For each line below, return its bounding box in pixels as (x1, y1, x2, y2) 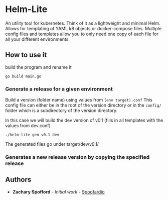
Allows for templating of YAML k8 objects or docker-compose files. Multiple (5, 25, 162, 31)
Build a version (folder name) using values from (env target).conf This (5, 97, 153, 103)
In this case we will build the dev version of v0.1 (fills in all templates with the (5, 117, 163, 124)
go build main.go (5, 74, 42, 79)
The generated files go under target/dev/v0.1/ (5, 141, 99, 147)
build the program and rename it (5, 64, 72, 70)
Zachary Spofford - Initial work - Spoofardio (12, 188, 105, 194)
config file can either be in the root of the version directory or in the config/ (5, 102, 161, 109)
